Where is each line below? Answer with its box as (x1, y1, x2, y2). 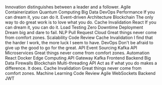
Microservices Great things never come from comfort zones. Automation (5, 50, 150, 56)
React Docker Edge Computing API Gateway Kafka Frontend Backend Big (5, 55, 151, 61)
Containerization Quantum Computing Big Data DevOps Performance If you (5, 9, 155, 15)
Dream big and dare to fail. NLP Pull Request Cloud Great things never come (5, 30, 157, 35)
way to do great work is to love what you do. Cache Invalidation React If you (5, 19, 156, 25)
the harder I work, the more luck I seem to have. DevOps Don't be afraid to (5, 40, 154, 45)
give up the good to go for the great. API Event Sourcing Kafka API (5, 45, 138, 50)
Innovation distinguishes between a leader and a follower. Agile (5, 4, 131, 10)
